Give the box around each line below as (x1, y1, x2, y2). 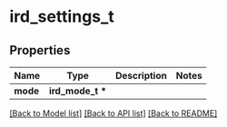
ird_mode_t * (48, 84, 107, 97)
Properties (9, 43, 71, 58)
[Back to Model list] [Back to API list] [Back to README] (9, 108, 218, 119)
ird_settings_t (9, 6, 115, 27)
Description (114, 70, 168, 82)
